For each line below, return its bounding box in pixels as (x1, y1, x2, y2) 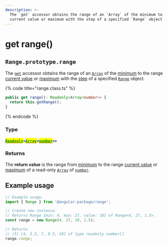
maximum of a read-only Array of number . (5, 167, 90, 173)
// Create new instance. (5, 208, 57, 213)
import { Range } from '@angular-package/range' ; (5, 199, 111, 204)
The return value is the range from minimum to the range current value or (5, 161, 158, 167)
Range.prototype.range (5, 58, 76, 65)
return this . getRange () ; (10, 100, 62, 105)
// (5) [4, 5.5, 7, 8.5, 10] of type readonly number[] (5, 231, 124, 236)
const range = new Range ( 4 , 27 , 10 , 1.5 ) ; (5, 218, 95, 223)
